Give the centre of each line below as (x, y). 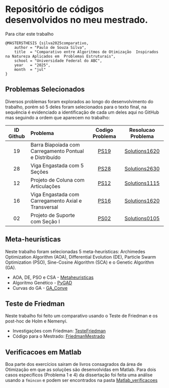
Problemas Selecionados (45, 89)
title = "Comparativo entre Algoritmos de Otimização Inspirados (86, 52)
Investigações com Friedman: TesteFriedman (59, 331)
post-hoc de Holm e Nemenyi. (36, 321)
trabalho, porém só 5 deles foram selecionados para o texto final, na (76, 107)
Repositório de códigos (55, 9)
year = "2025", (32, 65)
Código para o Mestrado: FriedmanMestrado (59, 336)
